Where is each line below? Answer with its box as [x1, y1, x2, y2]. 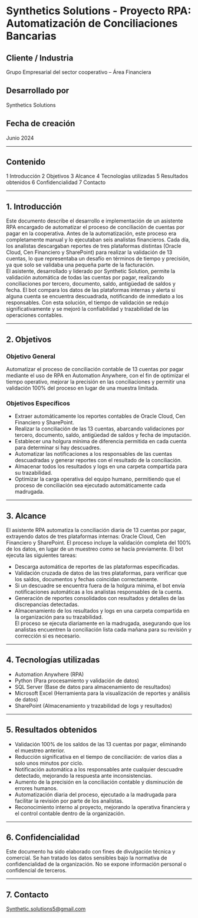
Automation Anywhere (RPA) [14, 671, 84, 678]
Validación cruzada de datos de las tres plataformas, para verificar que [14, 569, 187, 576]
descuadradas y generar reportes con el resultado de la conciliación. [14, 457, 183, 464]
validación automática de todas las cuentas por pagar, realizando [6, 274, 164, 281]
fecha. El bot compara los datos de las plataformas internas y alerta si [6, 286, 176, 294]
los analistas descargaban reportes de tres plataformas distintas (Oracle [6, 243, 181, 250]
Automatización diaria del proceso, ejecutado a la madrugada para [14, 791, 177, 798]
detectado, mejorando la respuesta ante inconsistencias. [14, 772, 153, 779]
